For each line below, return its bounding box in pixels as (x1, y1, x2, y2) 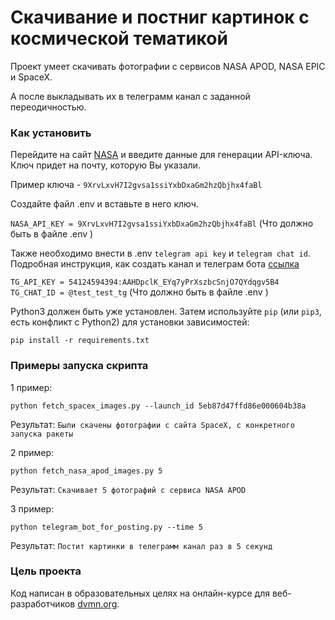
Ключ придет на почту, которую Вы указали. (10, 159, 201, 171)
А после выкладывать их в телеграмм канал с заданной (10, 90, 251, 102)
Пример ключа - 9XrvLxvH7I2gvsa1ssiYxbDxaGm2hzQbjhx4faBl (10, 179, 263, 191)
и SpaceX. (10, 71, 53, 83)
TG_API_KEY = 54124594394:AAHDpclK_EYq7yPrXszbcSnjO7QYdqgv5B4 (10, 277, 280, 288)
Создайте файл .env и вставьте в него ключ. (10, 198, 199, 210)
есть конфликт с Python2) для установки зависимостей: (10, 316, 250, 328)
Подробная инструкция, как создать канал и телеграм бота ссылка (10, 258, 300, 270)
